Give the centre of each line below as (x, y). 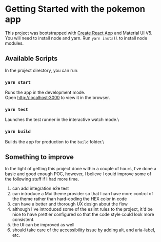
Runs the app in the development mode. (45, 92)
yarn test (17, 109)
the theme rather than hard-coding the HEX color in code (70, 199)
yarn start (18, 82)
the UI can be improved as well (43, 225)
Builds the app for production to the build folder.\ (55, 141)
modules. (14, 43)
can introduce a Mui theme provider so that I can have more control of (82, 194)
